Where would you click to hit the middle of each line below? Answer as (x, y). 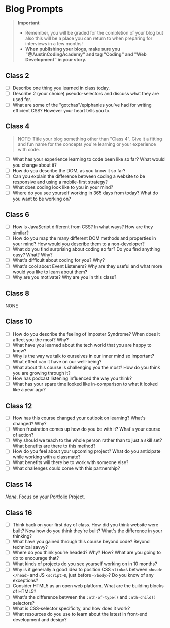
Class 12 (19, 406)
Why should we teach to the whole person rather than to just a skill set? (87, 440)
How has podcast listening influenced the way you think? (72, 378)
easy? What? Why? (32, 255)
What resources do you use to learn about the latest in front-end (80, 614)
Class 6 (17, 214)
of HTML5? (24, 591)
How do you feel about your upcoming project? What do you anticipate (87, 451)
